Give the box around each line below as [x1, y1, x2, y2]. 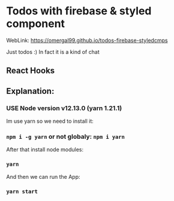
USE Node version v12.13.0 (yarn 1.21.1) [6, 103, 122, 112]
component [6, 17, 65, 31]
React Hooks [6, 66, 55, 76]
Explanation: [6, 86, 55, 96]
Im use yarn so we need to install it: [6, 118, 94, 125]
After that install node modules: [6, 146, 84, 153]
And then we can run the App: [6, 173, 80, 180]
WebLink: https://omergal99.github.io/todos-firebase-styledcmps [6, 36, 168, 44]
